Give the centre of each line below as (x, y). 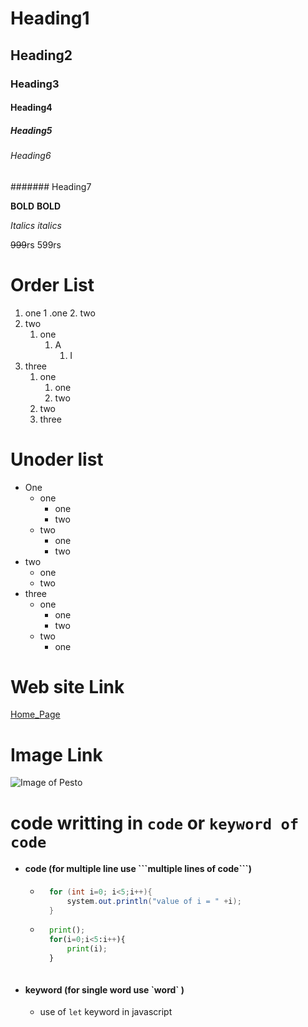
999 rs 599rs (36, 244)
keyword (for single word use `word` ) (104, 989)
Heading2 (41, 55)
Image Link (56, 754)
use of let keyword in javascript (106, 1012)
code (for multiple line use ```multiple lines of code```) (138, 869)
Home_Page (35, 714)
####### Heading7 (51, 186)
